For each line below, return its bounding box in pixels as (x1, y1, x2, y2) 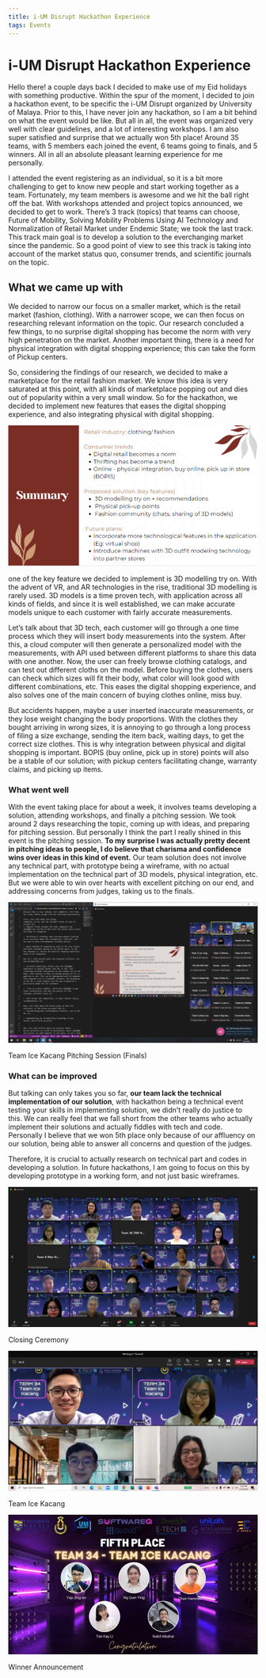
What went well (8, 784, 70, 795)
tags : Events (8, 21, 51, 29)
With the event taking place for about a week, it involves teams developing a (8, 803, 257, 812)
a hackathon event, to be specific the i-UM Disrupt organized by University (8, 99, 253, 109)
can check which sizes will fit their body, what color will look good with (8, 673, 240, 683)
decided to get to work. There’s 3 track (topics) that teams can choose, (8, 207, 240, 217)
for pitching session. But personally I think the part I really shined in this (8, 828, 241, 837)
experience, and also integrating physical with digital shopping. (8, 410, 215, 419)
